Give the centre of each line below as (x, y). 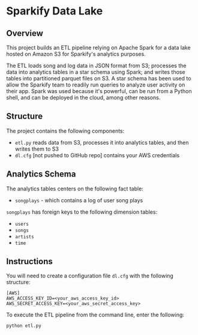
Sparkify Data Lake (55, 11)
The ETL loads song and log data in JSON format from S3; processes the (96, 65)
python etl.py (24, 326)
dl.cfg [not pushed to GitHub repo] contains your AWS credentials (97, 155)
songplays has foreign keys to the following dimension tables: (82, 212)
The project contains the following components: (65, 131)
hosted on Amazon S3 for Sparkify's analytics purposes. (76, 54)
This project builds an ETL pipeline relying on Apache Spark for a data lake (98, 47)
